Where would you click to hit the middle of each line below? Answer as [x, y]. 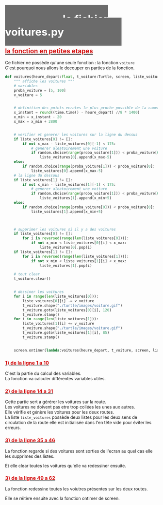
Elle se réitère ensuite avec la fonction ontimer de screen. [62, 498]
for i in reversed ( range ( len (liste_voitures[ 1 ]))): [76, 256]
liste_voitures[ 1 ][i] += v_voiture [58, 324]
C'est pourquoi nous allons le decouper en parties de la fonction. [70, 68]
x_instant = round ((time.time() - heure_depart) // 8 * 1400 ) [77, 113]
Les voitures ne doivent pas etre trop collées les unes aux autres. [70, 407]
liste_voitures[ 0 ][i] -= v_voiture [58, 301]
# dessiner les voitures [39, 292]
